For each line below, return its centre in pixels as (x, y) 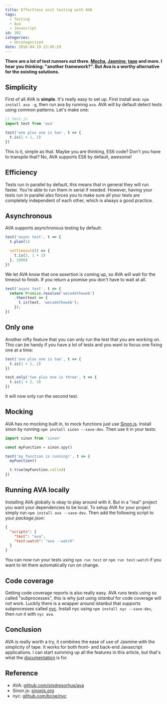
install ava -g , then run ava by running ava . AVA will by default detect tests (83, 105)
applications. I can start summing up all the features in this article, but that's (83, 652)
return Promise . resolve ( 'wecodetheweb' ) (52, 293)
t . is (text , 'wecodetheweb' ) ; (49, 303)
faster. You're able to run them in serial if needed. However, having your (79, 189)
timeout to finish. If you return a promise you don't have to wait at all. (76, 279)
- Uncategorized (26, 42)
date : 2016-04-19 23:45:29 (33, 47)
